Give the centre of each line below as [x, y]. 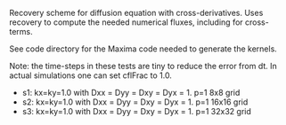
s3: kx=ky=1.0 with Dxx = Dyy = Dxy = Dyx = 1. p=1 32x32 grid [137, 111]
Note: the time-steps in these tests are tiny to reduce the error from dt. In [143, 66]
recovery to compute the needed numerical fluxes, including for [126, 22]
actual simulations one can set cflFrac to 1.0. [90, 75]
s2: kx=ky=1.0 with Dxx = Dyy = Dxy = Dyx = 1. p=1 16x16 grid [135, 102]
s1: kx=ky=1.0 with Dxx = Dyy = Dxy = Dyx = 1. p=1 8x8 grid [131, 93]
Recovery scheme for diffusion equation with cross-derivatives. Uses [136, 13]
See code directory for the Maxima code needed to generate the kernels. [143, 49]
